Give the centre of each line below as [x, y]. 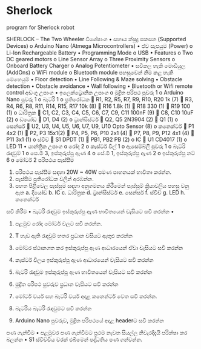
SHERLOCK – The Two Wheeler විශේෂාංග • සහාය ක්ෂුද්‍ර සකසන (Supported [96, 39]
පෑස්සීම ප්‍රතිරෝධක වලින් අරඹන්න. [54, 179]
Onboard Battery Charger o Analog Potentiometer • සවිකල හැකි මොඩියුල [96, 65]
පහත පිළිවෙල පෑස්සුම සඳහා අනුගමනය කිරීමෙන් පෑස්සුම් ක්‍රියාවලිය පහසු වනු [102, 185]
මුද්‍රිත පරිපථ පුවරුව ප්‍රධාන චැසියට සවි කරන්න [67, 284]
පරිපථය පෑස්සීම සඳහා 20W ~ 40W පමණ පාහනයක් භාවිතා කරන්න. [93, 172]
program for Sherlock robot [40, 27]
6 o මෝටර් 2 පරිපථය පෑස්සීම [40, 160]
